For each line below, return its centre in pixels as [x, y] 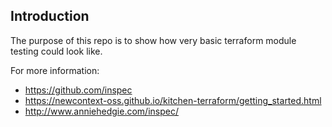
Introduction [50, 16]
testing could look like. [56, 51]
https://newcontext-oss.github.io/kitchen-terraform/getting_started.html [173, 100]
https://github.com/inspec [78, 90]
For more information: [55, 70]
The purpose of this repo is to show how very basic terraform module [153, 40]
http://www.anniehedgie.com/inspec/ [101, 111]
